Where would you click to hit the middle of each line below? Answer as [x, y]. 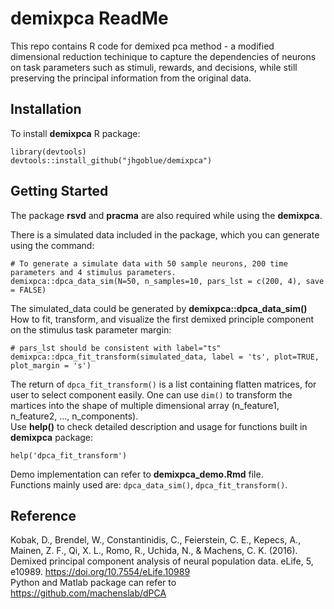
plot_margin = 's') [51, 365]
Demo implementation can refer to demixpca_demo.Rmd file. [137, 474]
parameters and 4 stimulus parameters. [93, 272]
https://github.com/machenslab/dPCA [88, 593]
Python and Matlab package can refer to [93, 583]
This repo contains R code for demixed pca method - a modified [142, 46]
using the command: [52, 245]
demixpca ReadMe [89, 18]
